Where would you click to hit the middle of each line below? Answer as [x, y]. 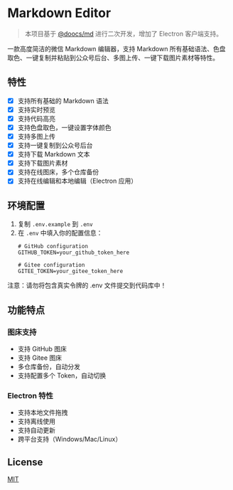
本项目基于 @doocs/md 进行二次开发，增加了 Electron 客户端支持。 [123, 33]
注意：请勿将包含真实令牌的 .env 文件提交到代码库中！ [87, 285]
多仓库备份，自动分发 [49, 366]
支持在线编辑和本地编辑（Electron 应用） [77, 181]
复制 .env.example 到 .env [55, 224]
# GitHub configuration [53, 247]
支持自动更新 [36, 430]
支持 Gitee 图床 [40, 358]
